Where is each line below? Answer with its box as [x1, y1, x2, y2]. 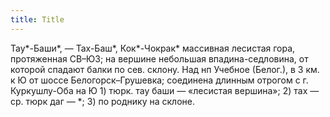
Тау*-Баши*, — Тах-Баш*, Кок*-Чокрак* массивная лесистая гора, [10, 42, 296, 54]
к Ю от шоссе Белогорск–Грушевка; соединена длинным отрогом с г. [10, 74, 309, 86]
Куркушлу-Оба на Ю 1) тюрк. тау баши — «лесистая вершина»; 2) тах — [10, 84, 320, 96]
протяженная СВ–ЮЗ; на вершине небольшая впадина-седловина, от [10, 52, 309, 65]
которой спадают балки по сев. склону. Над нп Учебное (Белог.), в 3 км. [10, 63, 320, 75]
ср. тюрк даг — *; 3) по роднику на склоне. [10, 95, 195, 107]
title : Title [10, 14, 65, 25]
